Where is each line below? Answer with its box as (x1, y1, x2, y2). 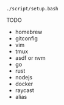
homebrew (15, 28, 43, 35)
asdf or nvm (15, 54, 46, 61)
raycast (15, 87, 35, 94)
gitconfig (15, 35, 38, 42)
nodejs (15, 74, 32, 81)
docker (15, 80, 34, 87)
